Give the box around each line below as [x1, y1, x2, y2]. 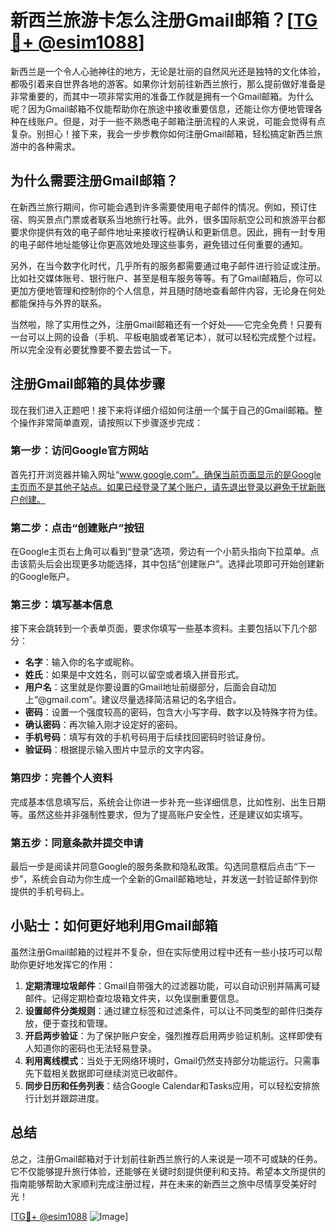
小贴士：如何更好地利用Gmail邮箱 [10, 917, 218, 935]
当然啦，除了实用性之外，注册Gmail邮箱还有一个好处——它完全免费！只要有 [10, 318, 323, 330]
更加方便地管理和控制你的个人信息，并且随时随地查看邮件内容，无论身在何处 [10, 284, 326, 296]
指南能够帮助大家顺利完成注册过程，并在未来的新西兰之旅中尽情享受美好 [10, 1177, 308, 1190]
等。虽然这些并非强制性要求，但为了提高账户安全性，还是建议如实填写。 [10, 808, 308, 820]
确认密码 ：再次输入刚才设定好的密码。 [24, 719, 183, 731]
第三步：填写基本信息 [10, 598, 113, 612]
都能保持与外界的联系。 [10, 297, 107, 309]
